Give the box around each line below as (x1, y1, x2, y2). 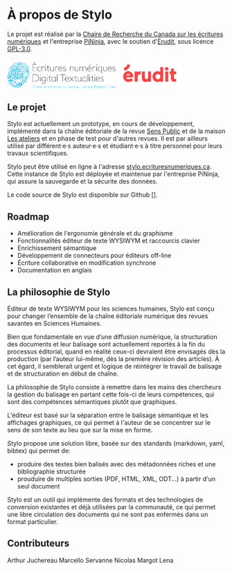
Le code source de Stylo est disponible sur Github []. (7, 191, 158, 199)
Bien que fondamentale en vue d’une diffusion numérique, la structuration (7, 333, 217, 341)
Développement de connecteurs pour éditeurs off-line (17, 252, 172, 260)
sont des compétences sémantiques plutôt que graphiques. (7, 398, 177, 406)
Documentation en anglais (17, 266, 92, 274)
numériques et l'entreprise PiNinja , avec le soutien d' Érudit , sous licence (7, 37, 214, 45)
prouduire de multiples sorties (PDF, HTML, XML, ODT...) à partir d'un (17, 475, 216, 483)
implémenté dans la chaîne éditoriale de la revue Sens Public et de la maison (7, 127, 226, 135)
